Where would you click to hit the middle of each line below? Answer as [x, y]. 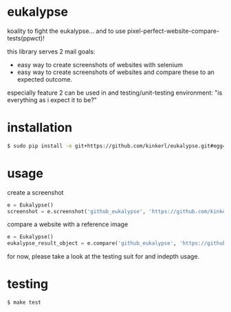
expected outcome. [45, 79]
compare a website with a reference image [68, 224]
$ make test [24, 302]
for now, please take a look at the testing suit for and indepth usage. [103, 256]
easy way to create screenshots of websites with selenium [100, 64]
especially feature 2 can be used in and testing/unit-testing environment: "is [115, 93]
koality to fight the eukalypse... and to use [66, 31]
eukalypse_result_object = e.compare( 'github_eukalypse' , [92, 243]
